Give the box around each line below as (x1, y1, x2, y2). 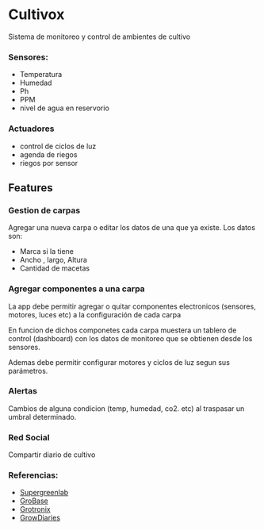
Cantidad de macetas (19, 263, 90, 273)
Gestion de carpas (8, 205, 81, 216)
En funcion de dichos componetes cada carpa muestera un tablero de (8, 325, 237, 335)
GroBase (19, 496, 49, 505)
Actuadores (8, 123, 55, 134)
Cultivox (8, 6, 65, 24)
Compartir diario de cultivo (8, 450, 96, 459)
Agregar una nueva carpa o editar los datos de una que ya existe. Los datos (8, 223, 256, 232)
